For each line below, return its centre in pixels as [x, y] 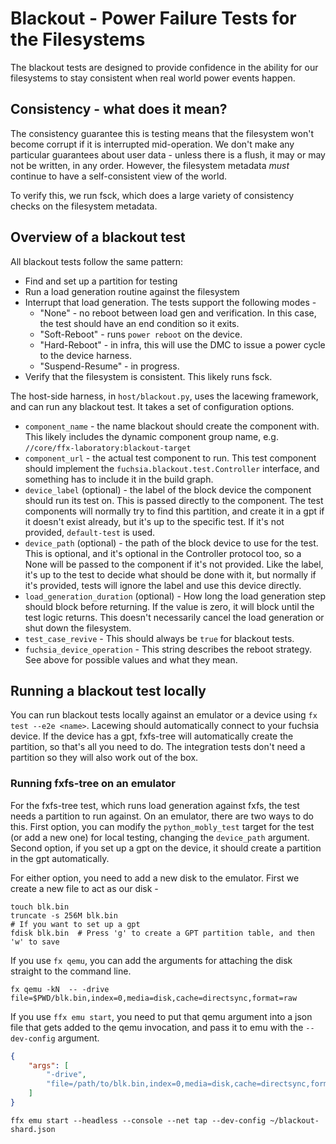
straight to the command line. [71, 971]
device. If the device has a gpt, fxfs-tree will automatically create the [152, 736]
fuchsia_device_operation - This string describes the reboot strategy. [168, 649]
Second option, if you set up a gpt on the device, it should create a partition [166, 848]
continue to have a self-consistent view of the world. [119, 176]
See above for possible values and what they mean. [131, 659]
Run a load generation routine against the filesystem [132, 291]
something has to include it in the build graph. [119, 479]
